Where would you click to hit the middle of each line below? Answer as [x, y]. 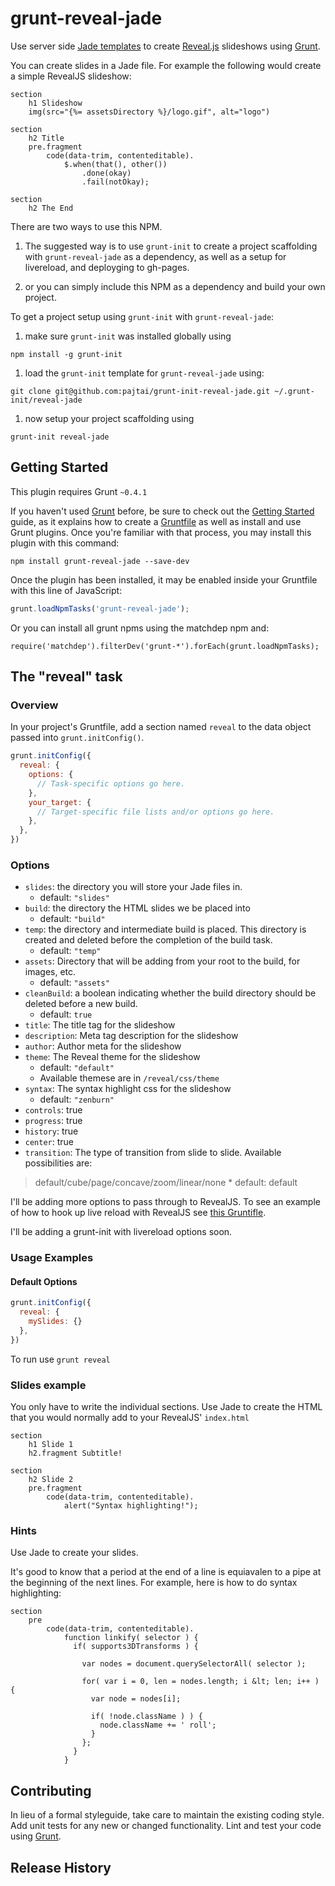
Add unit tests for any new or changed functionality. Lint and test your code [166, 1826]
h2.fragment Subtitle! [75, 1453]
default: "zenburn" [77, 1099]
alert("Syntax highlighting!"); [131, 1506]
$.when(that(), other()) [115, 164]
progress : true [53, 1121]
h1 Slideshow [55, 103]
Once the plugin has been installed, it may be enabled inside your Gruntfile [164, 579]
